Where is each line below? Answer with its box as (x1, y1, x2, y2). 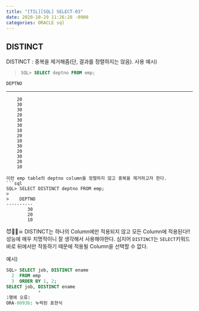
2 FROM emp (11, 272, 41, 278)
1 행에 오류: (6, 294, 31, 301)
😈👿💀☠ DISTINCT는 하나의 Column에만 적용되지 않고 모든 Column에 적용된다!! (6, 228, 191, 235)
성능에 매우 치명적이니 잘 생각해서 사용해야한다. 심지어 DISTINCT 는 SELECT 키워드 (6, 235, 191, 243)
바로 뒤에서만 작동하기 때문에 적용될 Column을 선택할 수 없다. (6, 243, 148, 250)
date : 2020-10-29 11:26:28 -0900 (6, 14, 89, 20)
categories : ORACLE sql (6, 20, 65, 25)
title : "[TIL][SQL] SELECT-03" (6, 8, 84, 15)
